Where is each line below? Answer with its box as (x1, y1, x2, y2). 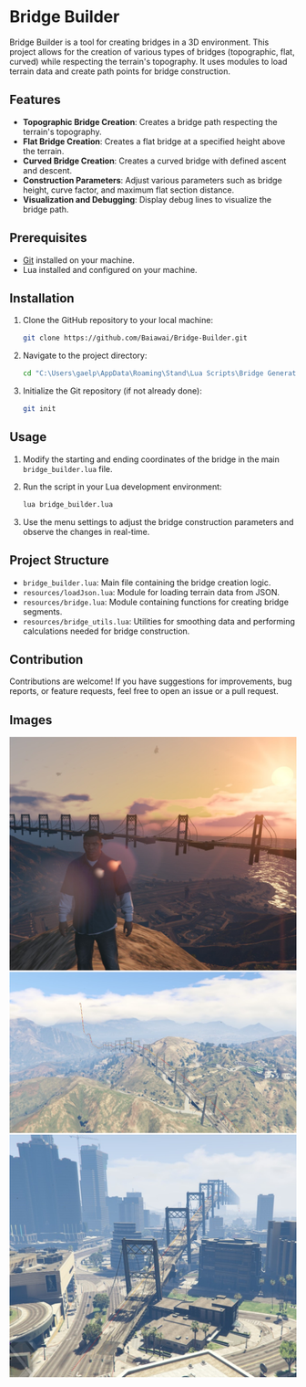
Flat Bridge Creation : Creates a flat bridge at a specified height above (22, 135, 286, 147)
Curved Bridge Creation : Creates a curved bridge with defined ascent (22, 155, 287, 166)
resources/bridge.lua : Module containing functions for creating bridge (22, 596, 290, 607)
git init (22, 405, 56, 414)
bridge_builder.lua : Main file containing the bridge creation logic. (22, 577, 271, 588)
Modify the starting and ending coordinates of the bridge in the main (22, 454, 280, 465)
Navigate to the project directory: (22, 350, 148, 362)
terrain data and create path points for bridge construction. (9, 66, 230, 77)
